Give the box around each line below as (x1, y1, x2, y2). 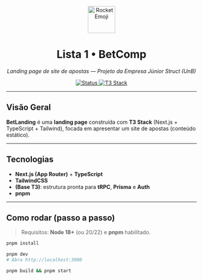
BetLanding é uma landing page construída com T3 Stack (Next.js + (6, 118, 178, 126)
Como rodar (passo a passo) (6, 212, 115, 223)
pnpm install (6, 240, 39, 247)
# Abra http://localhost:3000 (6, 257, 83, 263)
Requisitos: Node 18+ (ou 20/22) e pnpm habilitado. (21, 229, 151, 236)
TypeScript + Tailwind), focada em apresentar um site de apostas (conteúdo (6, 124, 196, 132)
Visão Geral (6, 103, 51, 113)
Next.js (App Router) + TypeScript (14, 170, 103, 177)
